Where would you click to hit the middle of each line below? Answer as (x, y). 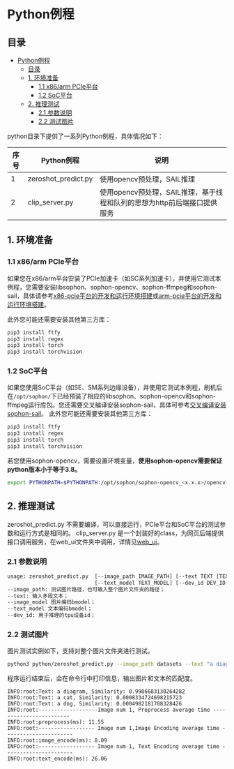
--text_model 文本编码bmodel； (50, 609)
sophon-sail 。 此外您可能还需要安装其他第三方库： (80, 414)
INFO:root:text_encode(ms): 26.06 (57, 759)
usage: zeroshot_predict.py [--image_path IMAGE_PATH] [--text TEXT (110, 576)
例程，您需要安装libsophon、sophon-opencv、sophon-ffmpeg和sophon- (112, 287)
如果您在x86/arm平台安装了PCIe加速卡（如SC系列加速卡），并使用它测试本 (114, 278)
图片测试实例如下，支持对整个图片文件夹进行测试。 (80, 651)
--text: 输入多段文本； (38, 596)
